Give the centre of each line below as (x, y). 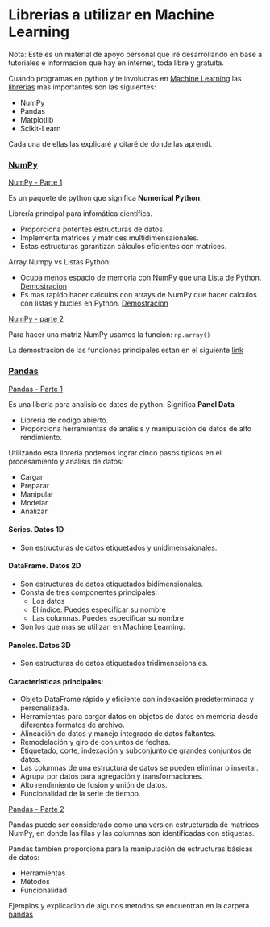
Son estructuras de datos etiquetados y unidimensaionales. (118, 547)
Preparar (35, 485)
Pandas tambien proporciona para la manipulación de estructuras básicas (131, 849)
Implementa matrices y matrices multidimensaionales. (109, 238)
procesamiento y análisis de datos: (66, 461)
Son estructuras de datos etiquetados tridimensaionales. (114, 663)
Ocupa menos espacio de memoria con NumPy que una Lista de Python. (141, 278)
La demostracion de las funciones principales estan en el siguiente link (126, 350)
